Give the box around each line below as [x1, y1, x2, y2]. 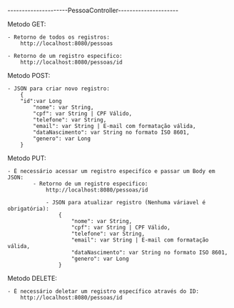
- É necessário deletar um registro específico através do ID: [7, 288, 200, 295]
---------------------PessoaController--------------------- [7, 6, 179, 14]
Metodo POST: [7, 71, 51, 79]
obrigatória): [7, 205, 50, 212]
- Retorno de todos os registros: [7, 34, 111, 41]
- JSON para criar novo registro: [7, 85, 111, 92]
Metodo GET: [7, 20, 46, 28]
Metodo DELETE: [7, 274, 57, 282]
